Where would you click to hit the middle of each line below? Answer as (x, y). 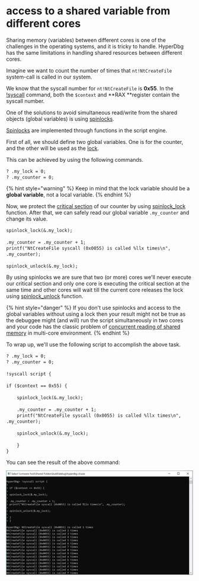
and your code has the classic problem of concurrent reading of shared (93, 326)
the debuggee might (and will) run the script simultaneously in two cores (95, 320)
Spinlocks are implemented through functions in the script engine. (87, 130)
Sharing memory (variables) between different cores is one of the (86, 40)
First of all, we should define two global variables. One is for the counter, (95, 142)
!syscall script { (29, 374)
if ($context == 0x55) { (37, 386)
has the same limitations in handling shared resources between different (94, 52)
